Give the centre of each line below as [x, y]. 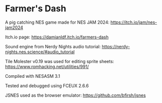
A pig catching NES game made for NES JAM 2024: [57, 22]
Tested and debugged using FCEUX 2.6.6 [47, 86]
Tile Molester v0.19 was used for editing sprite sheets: [60, 61]
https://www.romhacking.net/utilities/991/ [47, 67]
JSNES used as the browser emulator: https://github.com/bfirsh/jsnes [76, 95]
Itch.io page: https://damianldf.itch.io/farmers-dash [57, 37]
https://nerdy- [116, 46]
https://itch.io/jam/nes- [134, 22]
